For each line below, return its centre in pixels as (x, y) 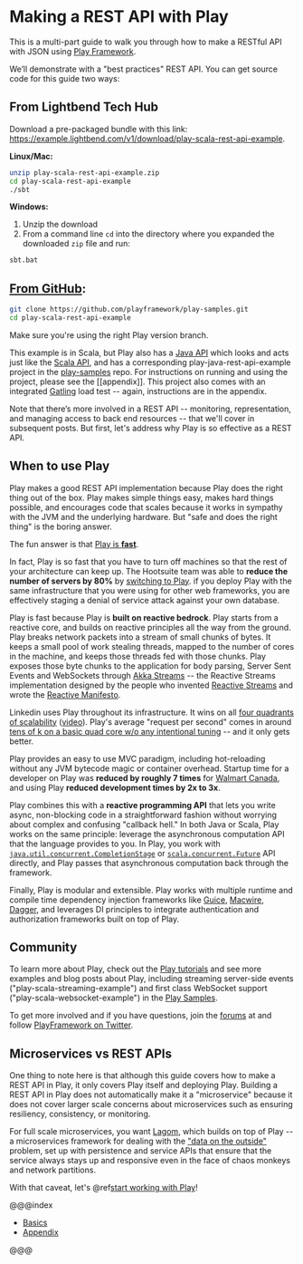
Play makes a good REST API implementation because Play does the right (146, 487)
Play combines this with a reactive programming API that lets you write (142, 805)
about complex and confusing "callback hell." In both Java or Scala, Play (144, 824)
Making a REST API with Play (119, 17)
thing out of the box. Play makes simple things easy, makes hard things (142, 497)
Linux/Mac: (31, 156)
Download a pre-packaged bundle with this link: (99, 129)
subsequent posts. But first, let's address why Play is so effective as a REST (151, 428)
